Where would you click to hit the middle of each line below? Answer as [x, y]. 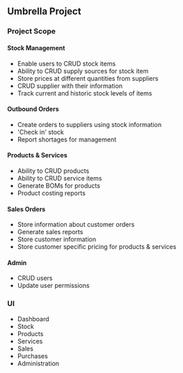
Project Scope [31, 31]
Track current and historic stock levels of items [85, 93]
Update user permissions [53, 286]
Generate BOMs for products [59, 185]
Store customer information [56, 239]
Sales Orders [26, 209]
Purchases [33, 356]
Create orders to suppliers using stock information [89, 124]
